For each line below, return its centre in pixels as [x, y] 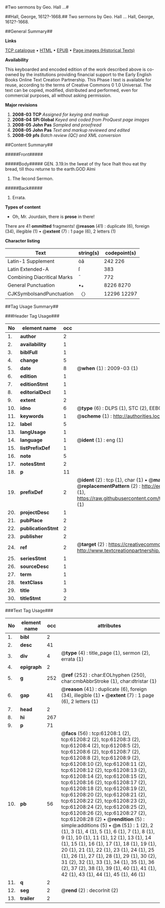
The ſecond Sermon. [33, 178]
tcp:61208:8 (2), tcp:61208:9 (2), [101, 758]
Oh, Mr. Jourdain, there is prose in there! [53, 216]
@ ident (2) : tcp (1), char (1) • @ [115, 480]
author [28, 336]
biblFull [29, 352]
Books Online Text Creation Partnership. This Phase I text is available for [78, 80]
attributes [109, 626]
